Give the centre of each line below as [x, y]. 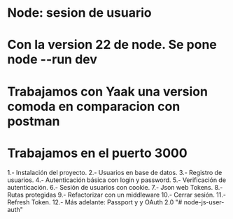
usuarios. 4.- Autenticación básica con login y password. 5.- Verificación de [116, 180]
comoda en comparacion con [94, 106]
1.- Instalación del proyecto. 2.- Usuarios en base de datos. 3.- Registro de [115, 172]
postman [34, 121]
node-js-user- [204, 202]
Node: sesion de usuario [79, 13]
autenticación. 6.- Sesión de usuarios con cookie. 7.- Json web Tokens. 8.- [115, 187]
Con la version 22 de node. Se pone [112, 45]
